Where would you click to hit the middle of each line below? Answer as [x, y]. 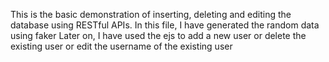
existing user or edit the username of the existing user [121, 46]
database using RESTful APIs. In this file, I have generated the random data [165, 25]
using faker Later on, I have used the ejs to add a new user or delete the [158, 35]
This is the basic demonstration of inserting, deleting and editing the [151, 14]
